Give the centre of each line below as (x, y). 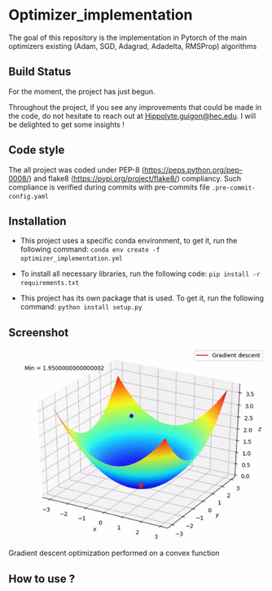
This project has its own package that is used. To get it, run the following (142, 298)
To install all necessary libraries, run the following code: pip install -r (140, 274)
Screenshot (39, 333)
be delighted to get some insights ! (66, 125)
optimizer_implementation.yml (72, 259)
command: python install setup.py (81, 307)
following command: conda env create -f (90, 249)
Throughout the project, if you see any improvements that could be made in (135, 107)
